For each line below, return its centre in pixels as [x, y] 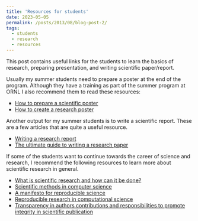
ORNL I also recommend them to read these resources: [73, 92]
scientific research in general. [42, 168]
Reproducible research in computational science [74, 199]
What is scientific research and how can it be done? [78, 180]
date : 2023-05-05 [28, 17]
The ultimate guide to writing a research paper [71, 145]
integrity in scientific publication [54, 212]
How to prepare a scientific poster [56, 103]
